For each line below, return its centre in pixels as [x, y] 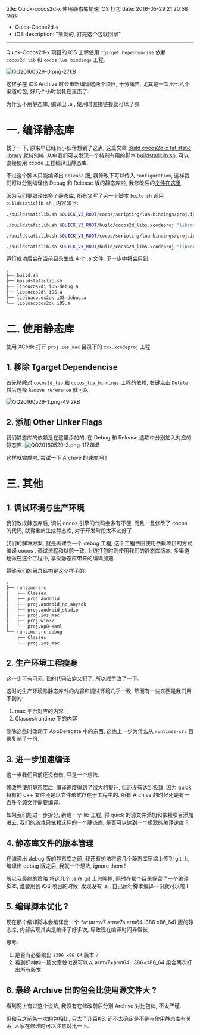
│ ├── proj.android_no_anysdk [46, 604]
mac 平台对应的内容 [39, 711]
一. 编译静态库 [40, 130]
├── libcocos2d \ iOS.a [34, 292]
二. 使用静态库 [40, 329]
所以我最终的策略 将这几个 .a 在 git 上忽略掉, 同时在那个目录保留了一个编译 [98, 879]
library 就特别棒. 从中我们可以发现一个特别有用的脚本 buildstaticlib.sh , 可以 [98, 155]
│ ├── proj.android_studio [42, 610]
